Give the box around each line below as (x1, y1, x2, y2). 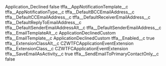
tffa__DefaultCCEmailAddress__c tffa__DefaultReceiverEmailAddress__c (5, 14, 151, 20)
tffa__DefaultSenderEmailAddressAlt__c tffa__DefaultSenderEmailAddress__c (5, 25, 162, 31)
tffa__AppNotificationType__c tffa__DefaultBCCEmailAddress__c (5, 9, 135, 15)
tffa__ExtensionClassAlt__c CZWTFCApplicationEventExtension (5, 40, 134, 46)
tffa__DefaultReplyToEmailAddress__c (5, 20, 82, 25)
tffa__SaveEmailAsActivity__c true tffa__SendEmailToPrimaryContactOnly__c (5, 51, 159, 57)
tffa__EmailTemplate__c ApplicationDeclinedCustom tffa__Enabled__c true (5, 35, 155, 41)
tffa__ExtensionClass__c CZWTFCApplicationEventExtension (5, 46, 128, 51)
